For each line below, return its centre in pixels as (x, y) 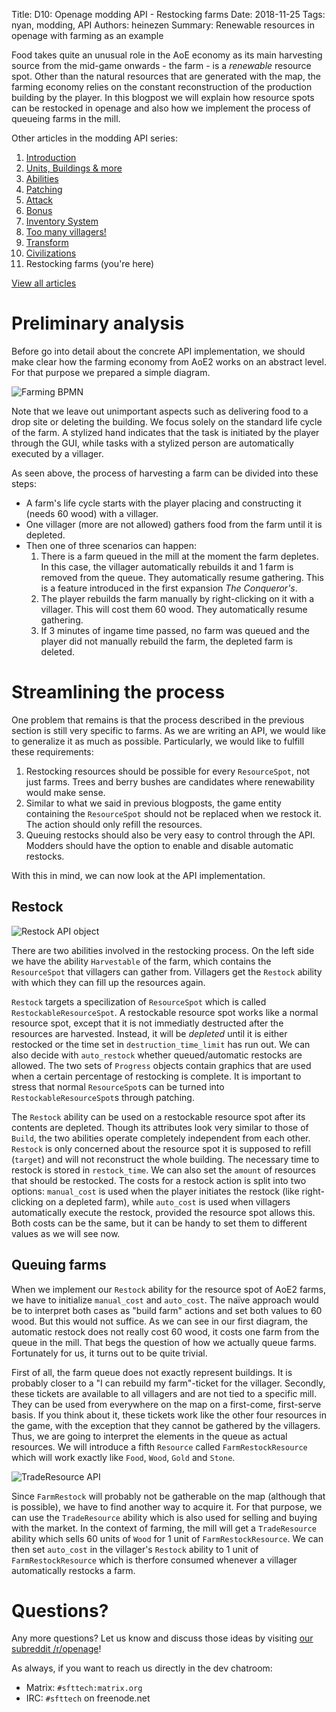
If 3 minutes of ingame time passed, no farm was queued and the (175, 630)
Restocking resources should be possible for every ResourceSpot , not (168, 771)
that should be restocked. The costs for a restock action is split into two (159, 1180)
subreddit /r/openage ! (56, 1649)
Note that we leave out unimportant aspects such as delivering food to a (160, 411)
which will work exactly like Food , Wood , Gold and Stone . (123, 1457)
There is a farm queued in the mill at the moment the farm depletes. (179, 556)
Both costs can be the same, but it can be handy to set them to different (159, 1223)
